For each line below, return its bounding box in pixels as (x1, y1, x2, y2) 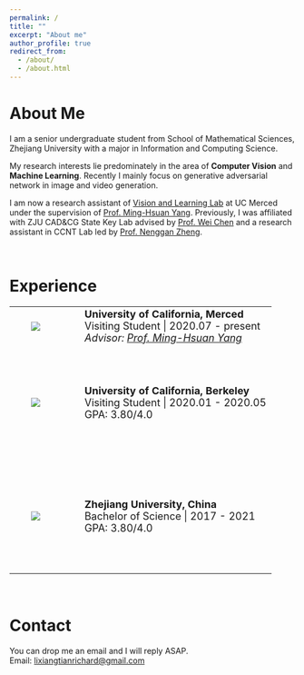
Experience (9, 276, 97, 296)
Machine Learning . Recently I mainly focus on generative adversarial (9, 170, 268, 181)
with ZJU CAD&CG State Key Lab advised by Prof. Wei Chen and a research (9, 216, 292, 227)
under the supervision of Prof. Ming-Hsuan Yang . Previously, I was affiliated (9, 206, 293, 218)
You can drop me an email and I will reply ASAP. (9, 645, 189, 656)
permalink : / (9, 13, 59, 23)
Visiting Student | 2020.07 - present (84, 320, 261, 333)
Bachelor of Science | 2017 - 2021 (84, 510, 256, 522)
